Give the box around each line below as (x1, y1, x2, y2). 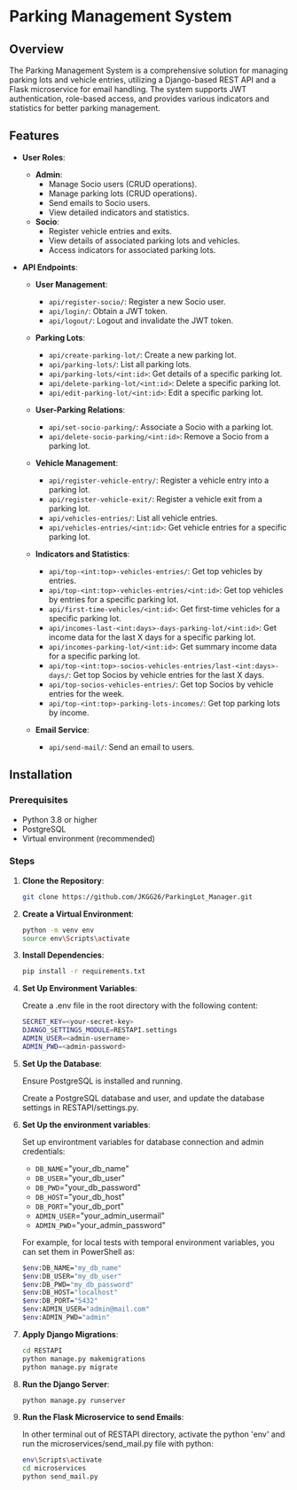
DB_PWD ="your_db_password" (35, 1182, 142, 1193)
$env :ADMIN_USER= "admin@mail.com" (21, 1305, 150, 1314)
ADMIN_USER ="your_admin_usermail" (35, 1210, 166, 1221)
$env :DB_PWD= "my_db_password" (21, 1280, 135, 1289)
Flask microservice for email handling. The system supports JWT (9, 84, 247, 94)
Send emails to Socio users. (48, 197, 151, 208)
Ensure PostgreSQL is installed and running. (21, 1076, 184, 1086)
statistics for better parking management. (9, 103, 161, 113)
